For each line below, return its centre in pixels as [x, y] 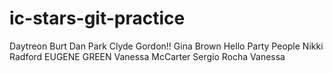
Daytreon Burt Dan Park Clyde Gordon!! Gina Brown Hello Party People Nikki [166, 46]
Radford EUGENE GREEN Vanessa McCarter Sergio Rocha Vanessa [147, 56]
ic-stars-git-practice [97, 18]
